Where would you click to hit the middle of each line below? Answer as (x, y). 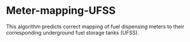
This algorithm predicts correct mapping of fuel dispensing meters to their (95, 26)
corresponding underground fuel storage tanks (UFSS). (72, 32)
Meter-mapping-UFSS (61, 11)
